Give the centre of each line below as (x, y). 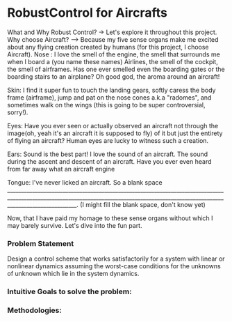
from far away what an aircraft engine (61, 169)
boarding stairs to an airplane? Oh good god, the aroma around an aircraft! (114, 76)
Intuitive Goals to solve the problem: (69, 292)
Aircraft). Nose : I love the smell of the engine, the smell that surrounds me (114, 54)
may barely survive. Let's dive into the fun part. (75, 225)
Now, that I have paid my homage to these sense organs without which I (110, 218)
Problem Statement (41, 243)
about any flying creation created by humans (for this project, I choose (108, 47)
